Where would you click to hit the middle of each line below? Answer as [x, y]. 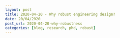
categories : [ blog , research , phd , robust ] [50, 28]
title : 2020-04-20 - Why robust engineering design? [60, 14]
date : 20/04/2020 [23, 19]
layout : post [18, 10]
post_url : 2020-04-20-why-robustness [44, 23]
